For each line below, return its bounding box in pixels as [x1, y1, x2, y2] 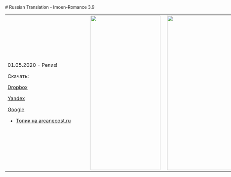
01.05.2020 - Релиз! [7, 62, 58, 68]
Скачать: [7, 73, 29, 80]
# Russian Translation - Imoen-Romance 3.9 [5, 4, 95, 10]
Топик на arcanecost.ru [16, 117, 71, 124]
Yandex [7, 95, 25, 102]
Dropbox [7, 84, 28, 90]
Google [7, 106, 25, 113]
